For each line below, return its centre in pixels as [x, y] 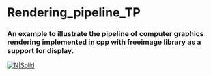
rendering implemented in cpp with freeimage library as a [104, 42]
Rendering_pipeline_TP [74, 13]
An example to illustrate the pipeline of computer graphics [105, 34]
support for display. [41, 51]
